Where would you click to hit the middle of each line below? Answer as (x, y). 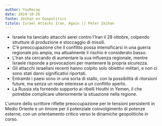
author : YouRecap (23, 10)
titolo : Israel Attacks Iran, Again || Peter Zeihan (60, 23)
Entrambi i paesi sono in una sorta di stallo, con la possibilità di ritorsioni (84, 79)
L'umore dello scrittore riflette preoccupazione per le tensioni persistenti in (80, 104)
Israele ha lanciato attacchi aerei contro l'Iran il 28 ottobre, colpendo (81, 37)
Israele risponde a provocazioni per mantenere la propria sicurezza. (80, 63)
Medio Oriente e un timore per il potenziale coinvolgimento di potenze (75, 109)
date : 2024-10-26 (23, 14)
